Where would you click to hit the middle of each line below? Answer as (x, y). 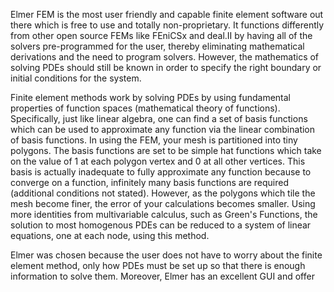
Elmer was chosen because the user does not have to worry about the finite (166, 255)
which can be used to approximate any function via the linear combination (163, 129)
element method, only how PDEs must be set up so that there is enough (158, 265)
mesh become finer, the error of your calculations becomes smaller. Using (163, 203)
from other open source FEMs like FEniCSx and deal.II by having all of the (161, 35)
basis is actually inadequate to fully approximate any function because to (161, 172)
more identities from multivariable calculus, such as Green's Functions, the (164, 214)
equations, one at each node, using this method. (110, 235)
